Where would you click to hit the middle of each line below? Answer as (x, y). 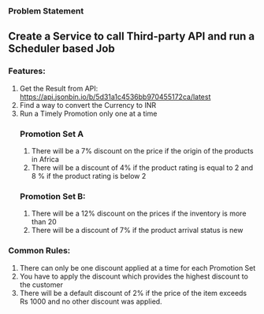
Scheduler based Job (62, 49)
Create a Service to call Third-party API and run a (132, 37)
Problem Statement (46, 11)
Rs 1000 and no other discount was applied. (91, 301)
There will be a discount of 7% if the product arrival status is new (137, 231)
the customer (41, 284)
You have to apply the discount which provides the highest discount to (134, 276)
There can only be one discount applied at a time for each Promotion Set (138, 268)
